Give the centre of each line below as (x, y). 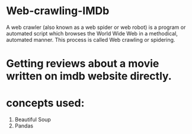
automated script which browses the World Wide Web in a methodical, (92, 33)
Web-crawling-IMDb (58, 11)
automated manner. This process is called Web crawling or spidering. (91, 40)
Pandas (24, 126)
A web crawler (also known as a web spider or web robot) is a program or (96, 27)
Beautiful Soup (33, 120)
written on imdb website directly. (89, 76)
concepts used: (45, 103)
